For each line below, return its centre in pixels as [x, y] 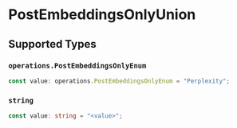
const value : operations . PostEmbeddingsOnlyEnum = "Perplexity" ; [119, 81]
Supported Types [53, 44]
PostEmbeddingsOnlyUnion [102, 15]
